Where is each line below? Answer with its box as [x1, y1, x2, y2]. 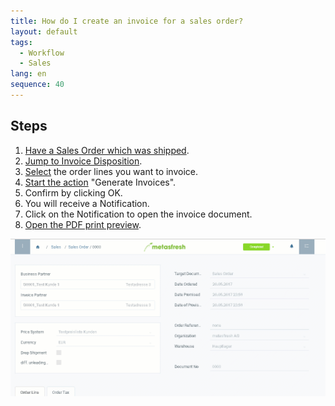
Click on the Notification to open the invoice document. [24, 208, 253, 220]
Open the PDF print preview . [24, 218, 142, 230]
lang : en [10, 69, 47, 79]
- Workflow [19, 48, 65, 58]
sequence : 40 [10, 80, 65, 90]
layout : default [10, 26, 78, 37]
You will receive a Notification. [24, 197, 150, 209]
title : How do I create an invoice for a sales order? [10, 16, 244, 26]
